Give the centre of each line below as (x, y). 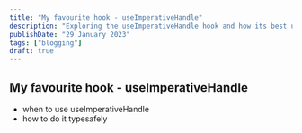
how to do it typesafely (65, 119)
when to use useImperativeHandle (86, 109)
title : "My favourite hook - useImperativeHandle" (106, 18)
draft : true (31, 51)
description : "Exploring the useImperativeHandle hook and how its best (148, 26)
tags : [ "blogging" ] (46, 43)
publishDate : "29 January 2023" (70, 34)
